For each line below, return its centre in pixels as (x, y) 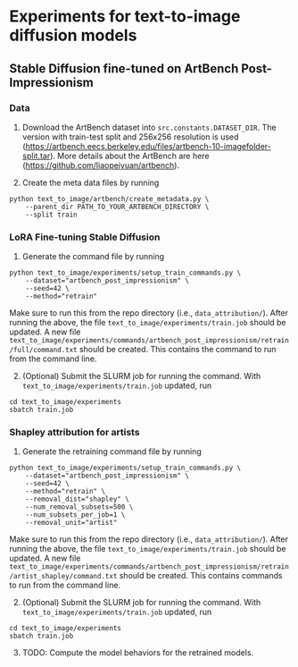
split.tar (36, 156)
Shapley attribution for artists (74, 433)
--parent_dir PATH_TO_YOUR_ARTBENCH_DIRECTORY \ (117, 207)
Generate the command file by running (93, 257)
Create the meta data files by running (91, 182)
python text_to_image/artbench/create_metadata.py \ (109, 198)
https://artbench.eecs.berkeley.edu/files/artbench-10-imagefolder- (149, 146)
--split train (51, 215)
